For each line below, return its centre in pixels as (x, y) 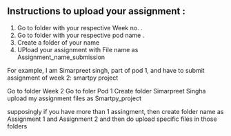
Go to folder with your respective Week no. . (80, 27)
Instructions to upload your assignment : (97, 11)
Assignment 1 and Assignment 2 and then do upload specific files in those (112, 119)
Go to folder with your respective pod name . (81, 35)
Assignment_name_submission (61, 57)
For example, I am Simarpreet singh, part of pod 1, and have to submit (106, 70)
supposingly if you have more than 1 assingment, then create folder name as (115, 111)
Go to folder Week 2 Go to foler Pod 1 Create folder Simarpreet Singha (107, 91)
